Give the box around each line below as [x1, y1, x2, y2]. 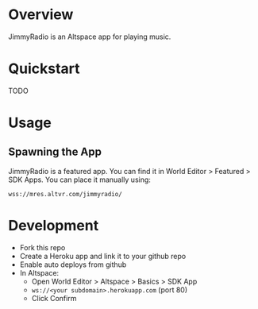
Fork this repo [19, 242, 66, 252]
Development [8, 217, 99, 235]
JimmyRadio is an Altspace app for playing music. [8, 32, 171, 41]
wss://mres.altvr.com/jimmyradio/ [8, 190, 123, 198]
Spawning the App [8, 145, 102, 159]
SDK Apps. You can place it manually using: [8, 175, 151, 184]
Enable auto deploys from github [19, 260, 127, 269]
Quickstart [8, 60, 81, 78]
